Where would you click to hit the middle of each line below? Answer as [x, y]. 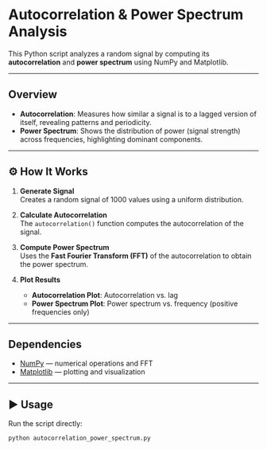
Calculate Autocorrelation [63, 215]
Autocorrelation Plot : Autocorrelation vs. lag [105, 295]
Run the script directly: [45, 424]
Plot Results [40, 280]
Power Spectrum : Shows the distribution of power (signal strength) [130, 131]
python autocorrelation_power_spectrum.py [79, 438]
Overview [33, 94]
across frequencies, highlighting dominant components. [111, 139]
